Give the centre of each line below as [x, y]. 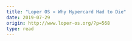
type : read [20, 29]
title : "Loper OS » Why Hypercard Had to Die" [66, 12]
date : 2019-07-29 [28, 17]
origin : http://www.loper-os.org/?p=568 [58, 23]
